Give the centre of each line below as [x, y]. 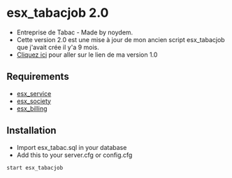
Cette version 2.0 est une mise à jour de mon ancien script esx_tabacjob [121, 39]
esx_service [34, 93]
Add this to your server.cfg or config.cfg [74, 155]
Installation [31, 131]
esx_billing [32, 108]
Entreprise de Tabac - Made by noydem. [75, 32]
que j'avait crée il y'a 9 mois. [58, 47]
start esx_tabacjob [35, 167]
